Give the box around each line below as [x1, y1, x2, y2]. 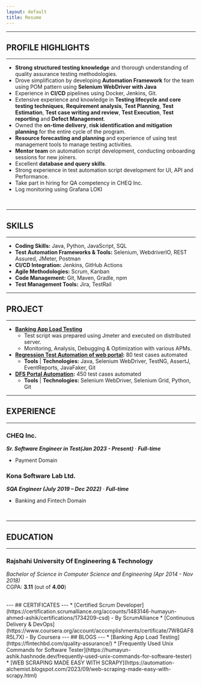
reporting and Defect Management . [14, 115, 105, 122]
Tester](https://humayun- [68, 646, 131, 654]
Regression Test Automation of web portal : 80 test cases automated [14, 351, 188, 358]
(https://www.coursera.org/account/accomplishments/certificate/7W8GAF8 [6, 627, 194, 634]
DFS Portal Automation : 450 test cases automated [14, 370, 141, 377]
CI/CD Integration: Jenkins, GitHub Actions [14, 262, 123, 269]
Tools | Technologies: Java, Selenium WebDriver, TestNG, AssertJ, [23, 357, 191, 365]
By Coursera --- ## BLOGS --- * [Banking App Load [29, 634, 158, 641]
